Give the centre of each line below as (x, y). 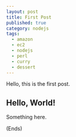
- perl (20, 56)
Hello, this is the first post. (38, 84)
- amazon (22, 39)
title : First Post (29, 17)
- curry (21, 61)
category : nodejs (28, 28)
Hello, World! (31, 103)
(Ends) (14, 129)
